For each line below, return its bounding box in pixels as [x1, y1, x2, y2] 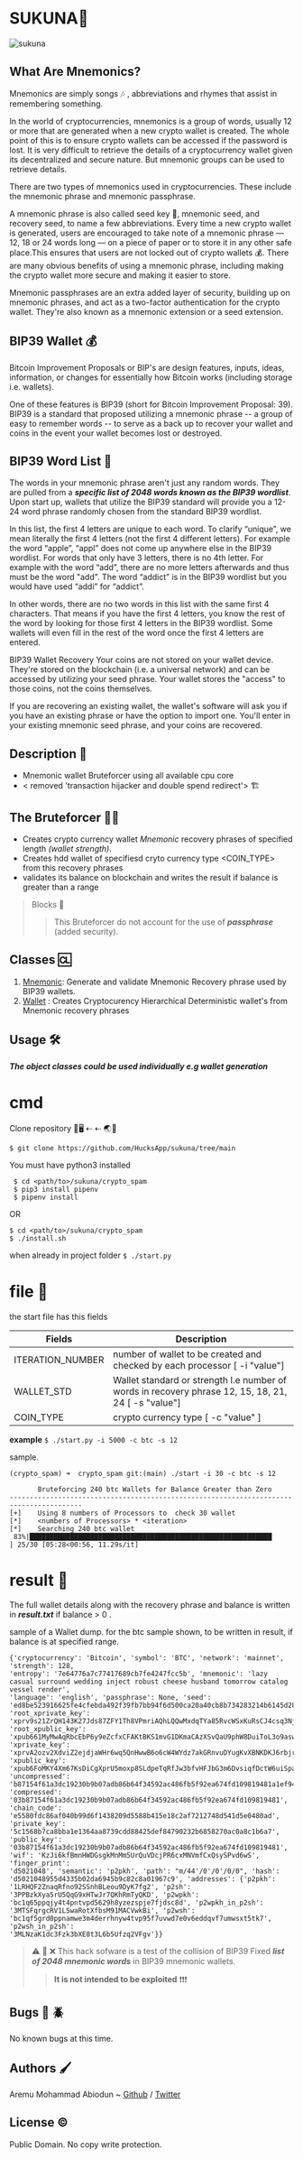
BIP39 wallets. [22, 985, 77, 996]
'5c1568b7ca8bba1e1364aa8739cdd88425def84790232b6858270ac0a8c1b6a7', [9, 1827, 280, 1837]
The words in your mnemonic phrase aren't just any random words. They [9, 477, 280, 488]
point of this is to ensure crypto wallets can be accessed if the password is [9, 134, 288, 145]
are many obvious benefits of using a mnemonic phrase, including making [9, 260, 284, 271]
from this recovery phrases [22, 863, 124, 873]
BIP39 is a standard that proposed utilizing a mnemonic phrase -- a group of [9, 408, 293, 419]
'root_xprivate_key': [9, 1709, 91, 1718]
